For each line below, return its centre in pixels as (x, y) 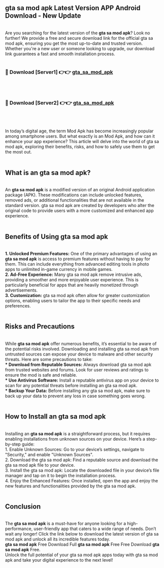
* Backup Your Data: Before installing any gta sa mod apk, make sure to (78, 390)
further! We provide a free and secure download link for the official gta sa (79, 38)
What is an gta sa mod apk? (48, 172)
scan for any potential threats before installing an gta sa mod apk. (71, 385)
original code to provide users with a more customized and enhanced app (80, 210)
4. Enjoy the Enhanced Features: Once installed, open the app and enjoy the (82, 480)
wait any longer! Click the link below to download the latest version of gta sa (82, 534)
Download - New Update (43, 16)
